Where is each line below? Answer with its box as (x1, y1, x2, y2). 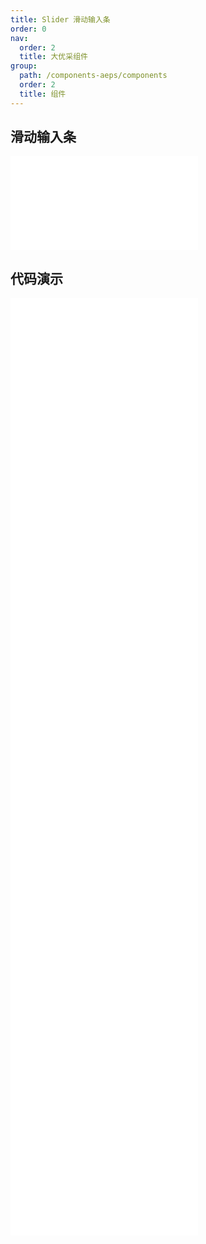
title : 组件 (19, 89, 67, 99)
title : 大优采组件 (19, 52, 88, 62)
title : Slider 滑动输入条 (10, 14, 111, 25)
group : (10, 61, 38, 71)
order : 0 (10, 24, 47, 34)
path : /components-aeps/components (19, 71, 168, 81)
